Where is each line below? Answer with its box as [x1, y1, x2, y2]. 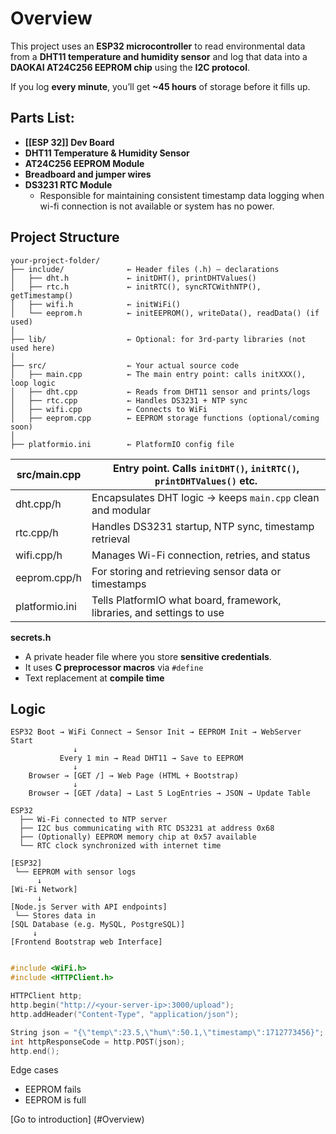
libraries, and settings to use [91, 605, 225, 619]
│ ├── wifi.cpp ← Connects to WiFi [10, 404, 208, 414]
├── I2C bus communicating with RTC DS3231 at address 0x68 [19, 823, 275, 834]
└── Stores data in [14, 911, 97, 921]
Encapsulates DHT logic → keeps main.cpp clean [91, 490, 320, 504]
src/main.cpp [16, 467, 82, 481]
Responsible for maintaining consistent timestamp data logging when [39, 189, 325, 201]
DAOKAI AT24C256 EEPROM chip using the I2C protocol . [10, 61, 251, 73]
